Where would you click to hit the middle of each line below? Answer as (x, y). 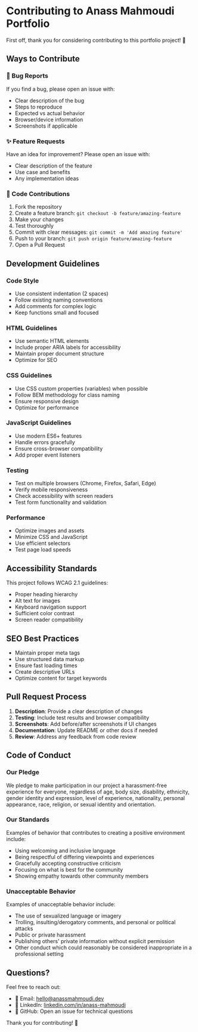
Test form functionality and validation (61, 503)
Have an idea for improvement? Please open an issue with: (78, 154)
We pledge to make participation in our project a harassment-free (86, 785)
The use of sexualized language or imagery (68, 916)
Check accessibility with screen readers (64, 496)
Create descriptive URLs (45, 672)
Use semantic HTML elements (52, 341)
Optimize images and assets (49, 531)
